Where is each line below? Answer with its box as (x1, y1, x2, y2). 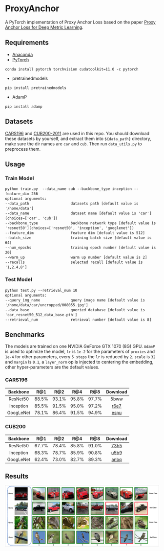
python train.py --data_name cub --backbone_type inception (5, 186, 132, 191)
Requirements (5, 39, 49, 47)
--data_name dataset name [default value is (5, 211, 137, 216)
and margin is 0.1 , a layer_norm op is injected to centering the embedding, (5, 359, 154, 365)
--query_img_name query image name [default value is (5, 298, 145, 302)
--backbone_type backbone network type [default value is (5, 221, 156, 226)
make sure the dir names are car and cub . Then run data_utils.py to (5, 140, 143, 147)
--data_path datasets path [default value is (5, 201, 139, 206)
